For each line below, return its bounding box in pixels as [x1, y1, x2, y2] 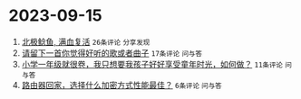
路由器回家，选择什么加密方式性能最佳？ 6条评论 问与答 [21, 79, 223, 90]
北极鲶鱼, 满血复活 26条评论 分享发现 [21, 36, 150, 47]
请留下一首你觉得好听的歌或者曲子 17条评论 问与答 [21, 47, 203, 58]
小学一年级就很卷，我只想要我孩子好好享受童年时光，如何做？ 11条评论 [21, 58, 283, 69]
